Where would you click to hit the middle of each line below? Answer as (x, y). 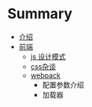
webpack (45, 75)
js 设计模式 (48, 56)
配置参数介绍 (63, 85)
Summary (40, 14)
